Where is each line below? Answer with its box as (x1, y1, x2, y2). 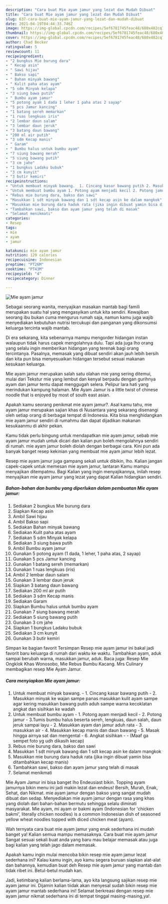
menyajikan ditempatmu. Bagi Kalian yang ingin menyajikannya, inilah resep (5, 468, 161, 474)
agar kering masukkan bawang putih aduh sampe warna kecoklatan (12, 701, 153, 707)
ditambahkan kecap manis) (12, 759, 69, 765)
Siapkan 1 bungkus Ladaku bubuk (12, 625, 82, 631)
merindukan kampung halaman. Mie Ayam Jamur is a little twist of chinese (5, 386, 159, 392)
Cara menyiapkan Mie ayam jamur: (5, 678, 81, 684)
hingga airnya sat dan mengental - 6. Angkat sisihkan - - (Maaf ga (12, 732, 149, 738)
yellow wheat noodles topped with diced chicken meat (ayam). (5, 816, 135, 823)
